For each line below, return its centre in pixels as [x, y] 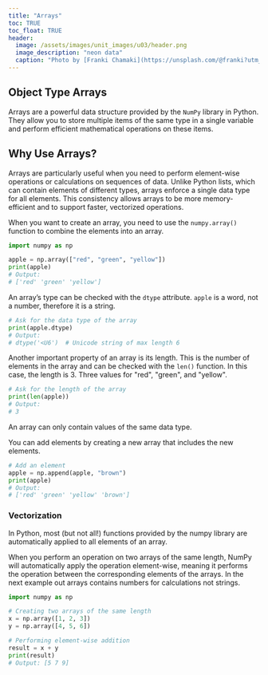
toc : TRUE [25, 23]
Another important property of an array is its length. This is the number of [129, 358]
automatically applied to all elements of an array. [88, 541]
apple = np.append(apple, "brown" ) [67, 473]
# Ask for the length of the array [67, 389]
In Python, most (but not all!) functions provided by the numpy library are [128, 533]
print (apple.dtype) [41, 328]
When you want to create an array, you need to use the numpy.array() [123, 222]
